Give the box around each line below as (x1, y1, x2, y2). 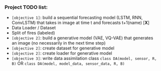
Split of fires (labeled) (11, 30, 55, 36)
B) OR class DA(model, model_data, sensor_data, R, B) (11, 60, 125, 66)
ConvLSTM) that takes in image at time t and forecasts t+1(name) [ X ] (11, 20, 150, 25)
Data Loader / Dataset (11, 25, 56, 31)
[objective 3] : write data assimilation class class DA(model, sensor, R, (11, 56, 157, 61)
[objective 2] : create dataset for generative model (11, 45, 115, 51)
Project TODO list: (4, 4, 48, 11)
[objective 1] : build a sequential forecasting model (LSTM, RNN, (11, 15, 143, 21)
